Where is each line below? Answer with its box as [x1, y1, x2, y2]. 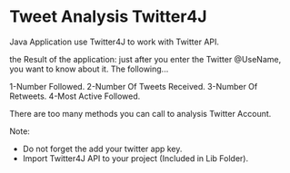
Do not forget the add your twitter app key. [22, 143, 183, 154]
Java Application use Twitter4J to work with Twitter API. [9, 36, 220, 47]
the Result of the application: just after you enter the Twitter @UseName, [9, 53, 282, 64]
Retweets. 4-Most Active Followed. [9, 91, 141, 101]
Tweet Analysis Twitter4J [9, 6, 207, 27]
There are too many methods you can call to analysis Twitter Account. [9, 108, 272, 119]
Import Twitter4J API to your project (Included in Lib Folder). [22, 152, 248, 164]
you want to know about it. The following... [9, 63, 169, 74]
